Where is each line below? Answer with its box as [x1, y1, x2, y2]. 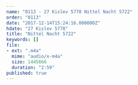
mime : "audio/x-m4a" [11, 53, 63, 59]
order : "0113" [6, 14, 42, 20]
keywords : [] [6, 37, 39, 42]
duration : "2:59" [11, 64, 55, 71]
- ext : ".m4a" [6, 48, 42, 54]
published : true [6, 70, 47, 76]
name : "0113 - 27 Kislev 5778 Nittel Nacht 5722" [6, 8, 133, 15]
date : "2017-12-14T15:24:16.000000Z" [6, 20, 101, 26]
